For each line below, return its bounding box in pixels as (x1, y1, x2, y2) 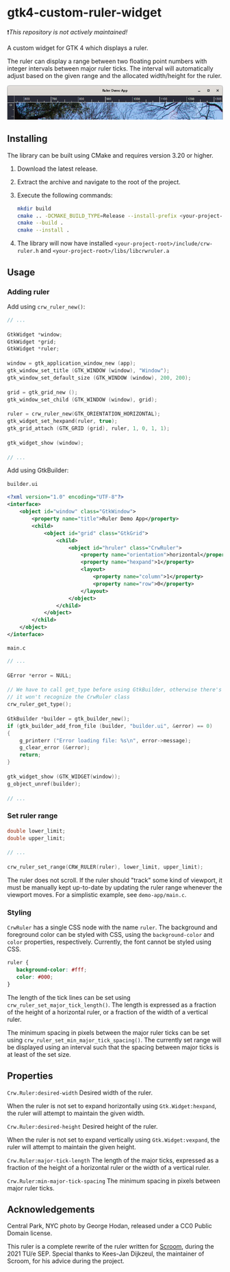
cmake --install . (16, 227, 70, 234)
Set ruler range (7, 811, 58, 820)
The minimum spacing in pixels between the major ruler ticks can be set (7, 1028, 210, 1036)
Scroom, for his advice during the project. (7, 1257, 125, 1265)
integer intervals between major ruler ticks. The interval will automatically (7, 64, 214, 73)
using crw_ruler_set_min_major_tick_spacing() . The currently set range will (7, 1036, 222, 1044)
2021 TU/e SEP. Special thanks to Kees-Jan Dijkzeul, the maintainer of (7, 1249, 205, 1258)
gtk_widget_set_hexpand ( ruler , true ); (7, 418, 118, 425)
